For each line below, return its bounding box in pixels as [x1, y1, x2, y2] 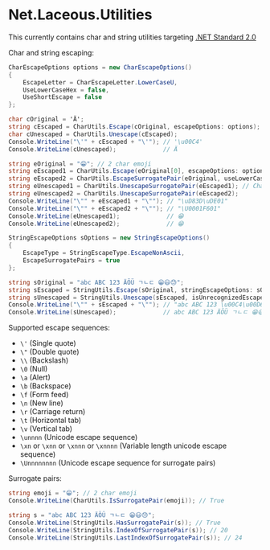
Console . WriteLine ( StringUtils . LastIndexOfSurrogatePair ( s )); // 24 [8, 533, 243, 542]
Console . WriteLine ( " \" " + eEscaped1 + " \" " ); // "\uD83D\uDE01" [8, 197, 228, 205]
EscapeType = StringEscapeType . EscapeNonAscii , [22, 249, 185, 257]
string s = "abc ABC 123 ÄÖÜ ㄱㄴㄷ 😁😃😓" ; [8, 511, 155, 519]
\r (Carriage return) [19, 407, 86, 417]
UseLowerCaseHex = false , [22, 86, 110, 94]
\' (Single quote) [19, 339, 76, 348]
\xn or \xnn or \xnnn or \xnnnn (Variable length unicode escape [19, 441, 227, 451]
